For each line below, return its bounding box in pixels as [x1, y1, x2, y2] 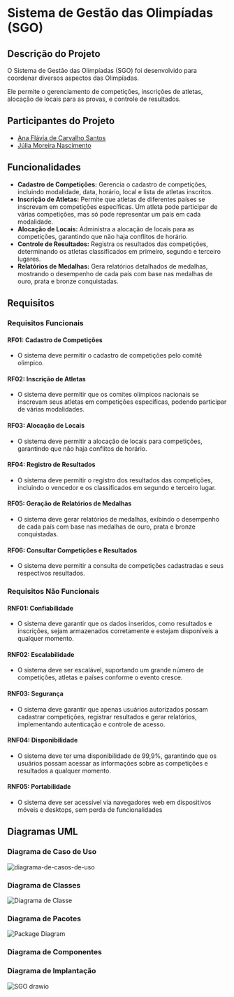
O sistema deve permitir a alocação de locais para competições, [17, 437, 203, 445]
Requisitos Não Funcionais [7, 587, 100, 597]
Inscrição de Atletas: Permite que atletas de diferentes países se [17, 195, 205, 203]
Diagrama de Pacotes [7, 914, 82, 923]
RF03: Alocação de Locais [7, 421, 85, 429]
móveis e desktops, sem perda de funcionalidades [17, 806, 163, 814]
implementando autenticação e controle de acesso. [17, 720, 166, 728]
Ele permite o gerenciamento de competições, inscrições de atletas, [7, 88, 203, 95]
